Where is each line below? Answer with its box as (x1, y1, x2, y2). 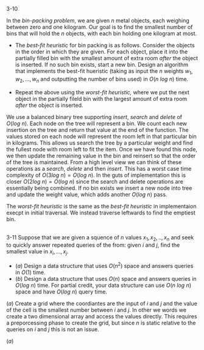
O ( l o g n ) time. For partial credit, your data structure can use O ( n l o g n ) (15, 281, 192, 289)
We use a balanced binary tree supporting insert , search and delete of (6, 113, 183, 120)
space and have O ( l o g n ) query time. (15, 288, 108, 295)
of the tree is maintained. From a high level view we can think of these (6, 158, 182, 166)
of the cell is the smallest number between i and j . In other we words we (6, 306, 187, 314)
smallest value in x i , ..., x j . (6, 248, 69, 257)
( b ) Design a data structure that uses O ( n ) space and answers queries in (15, 275, 197, 282)
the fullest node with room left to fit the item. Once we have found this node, (6, 145, 198, 153)
